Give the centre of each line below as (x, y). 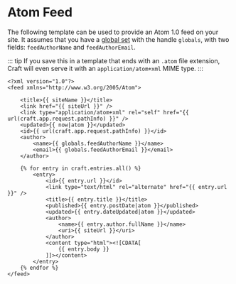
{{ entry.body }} (84, 249)
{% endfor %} (39, 268)
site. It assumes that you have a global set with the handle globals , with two (118, 39)
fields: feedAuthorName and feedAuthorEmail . (72, 47)
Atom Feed (40, 12)
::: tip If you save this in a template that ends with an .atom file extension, (114, 60)
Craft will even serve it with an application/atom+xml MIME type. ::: (106, 68)
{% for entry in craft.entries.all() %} (81, 168)
